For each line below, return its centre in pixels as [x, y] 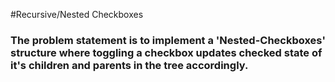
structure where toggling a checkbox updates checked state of [166, 52]
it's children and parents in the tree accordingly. [129, 65]
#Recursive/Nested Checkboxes [77, 14]
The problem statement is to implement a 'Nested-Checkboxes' [168, 40]
